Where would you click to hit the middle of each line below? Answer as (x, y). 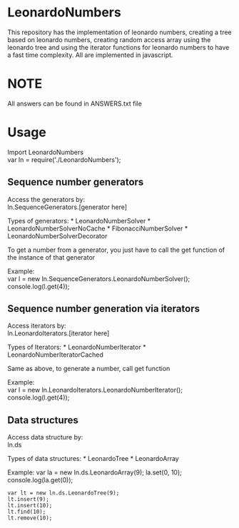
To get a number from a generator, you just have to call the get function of (116, 250)
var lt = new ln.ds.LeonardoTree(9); (63, 493)
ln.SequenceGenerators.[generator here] (67, 207)
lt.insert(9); (29, 499)
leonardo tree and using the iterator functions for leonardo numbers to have (118, 47)
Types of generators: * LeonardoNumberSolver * (79, 220)
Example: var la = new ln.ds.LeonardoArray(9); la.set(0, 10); (95, 472)
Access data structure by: (45, 437)
